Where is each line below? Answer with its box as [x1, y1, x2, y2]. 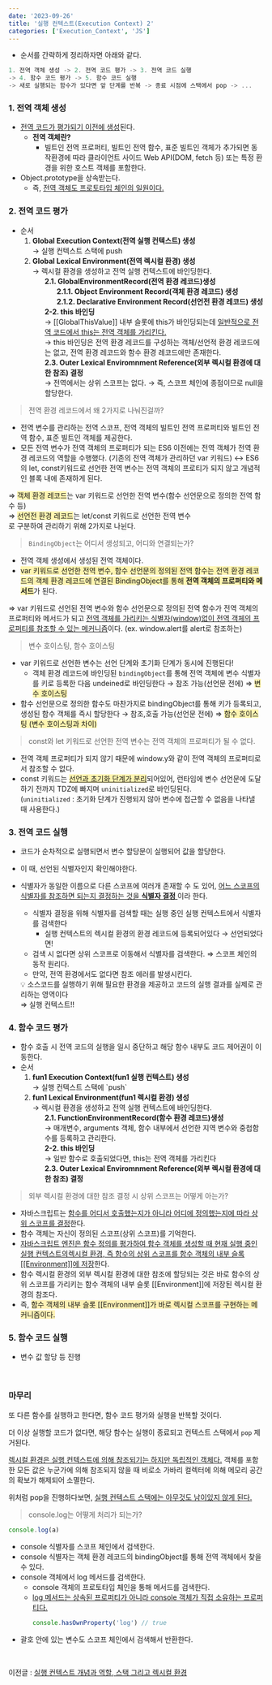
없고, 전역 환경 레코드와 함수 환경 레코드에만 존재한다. [53, 347, 222, 357]
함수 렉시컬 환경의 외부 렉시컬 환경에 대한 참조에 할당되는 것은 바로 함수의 [19, 1269, 252, 1279]
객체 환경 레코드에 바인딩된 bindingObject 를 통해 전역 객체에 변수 [32, 668, 240, 678]
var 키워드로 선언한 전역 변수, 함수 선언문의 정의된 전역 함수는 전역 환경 [19, 565, 244, 575]
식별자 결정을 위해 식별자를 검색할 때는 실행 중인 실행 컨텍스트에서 [32, 908, 240, 918]
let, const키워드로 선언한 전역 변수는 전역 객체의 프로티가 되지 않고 [28, 463, 239, 473]
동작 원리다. [32, 959, 70, 969]
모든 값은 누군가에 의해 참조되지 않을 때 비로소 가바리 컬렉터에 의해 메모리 [16, 1465, 249, 1475]
